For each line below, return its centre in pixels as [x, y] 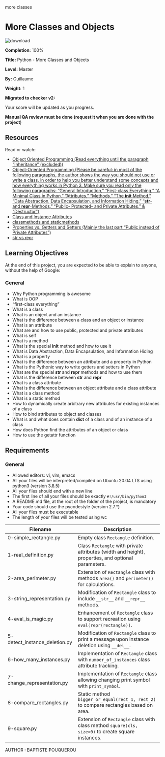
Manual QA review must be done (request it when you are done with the [80, 117]
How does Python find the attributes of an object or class [70, 429]
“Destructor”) [26, 211]
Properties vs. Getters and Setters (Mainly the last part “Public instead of [86, 227]
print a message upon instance [113, 639]
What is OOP [25, 299]
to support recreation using [109, 619]
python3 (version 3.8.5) [36, 486]
